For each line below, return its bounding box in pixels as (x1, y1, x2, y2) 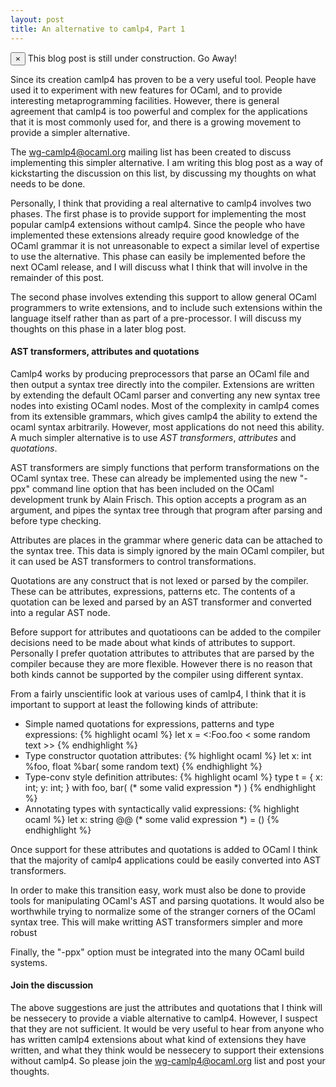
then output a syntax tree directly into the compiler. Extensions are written (10, 378, 315, 390)
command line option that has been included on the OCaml (31, 482, 275, 495)
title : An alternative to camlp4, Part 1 (10, 24, 186, 34)
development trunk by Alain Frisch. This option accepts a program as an (10, 493, 307, 505)
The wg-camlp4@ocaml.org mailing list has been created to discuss (10, 146, 292, 158)
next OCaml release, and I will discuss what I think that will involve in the (10, 261, 308, 273)
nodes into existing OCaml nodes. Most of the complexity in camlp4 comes (10, 399, 320, 411)
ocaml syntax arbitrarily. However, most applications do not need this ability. (10, 421, 325, 433)
